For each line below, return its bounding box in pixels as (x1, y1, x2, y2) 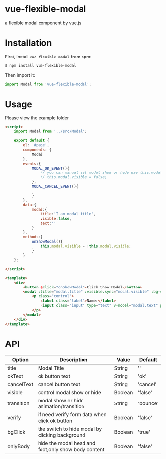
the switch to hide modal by (38, 425, 102, 432)
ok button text (38, 373, 71, 380)
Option (12, 356, 29, 363)
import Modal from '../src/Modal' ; (14, 129, 87, 134)
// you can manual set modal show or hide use (40, 170, 138, 175)
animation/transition (38, 403, 84, 410)
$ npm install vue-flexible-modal (5, 63, 77, 68)
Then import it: (5, 72, 36, 78)
